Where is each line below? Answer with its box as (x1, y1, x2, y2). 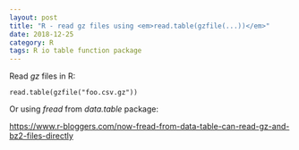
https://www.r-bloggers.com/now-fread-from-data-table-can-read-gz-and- (9, 121, 290, 132)
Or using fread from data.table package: (9, 104, 159, 114)
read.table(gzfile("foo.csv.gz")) (9, 88, 139, 97)
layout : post (9, 12, 58, 22)
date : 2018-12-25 (9, 29, 74, 38)
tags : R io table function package (9, 46, 142, 55)
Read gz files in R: (9, 71, 76, 81)
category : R (9, 37, 54, 47)
